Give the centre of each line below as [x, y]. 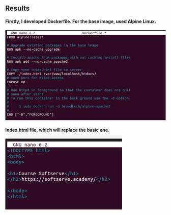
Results [18, 8]
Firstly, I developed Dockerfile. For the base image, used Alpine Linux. [81, 21]
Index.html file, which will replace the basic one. [57, 130]
